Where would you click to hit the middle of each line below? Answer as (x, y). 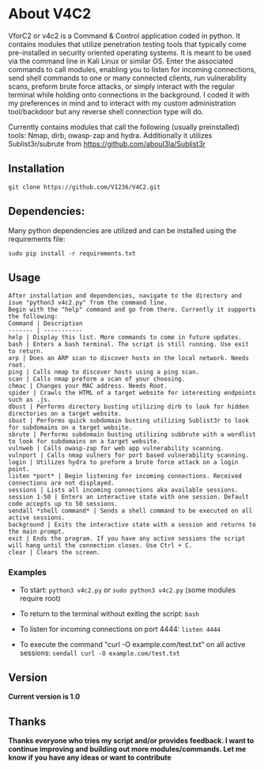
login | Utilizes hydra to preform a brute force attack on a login (123, 462)
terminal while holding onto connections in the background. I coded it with (129, 94)
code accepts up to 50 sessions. (63, 504)
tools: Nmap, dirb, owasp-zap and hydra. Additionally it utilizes (110, 135)
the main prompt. (37, 532)
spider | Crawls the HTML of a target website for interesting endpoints (132, 393)
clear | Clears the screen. (55, 553)
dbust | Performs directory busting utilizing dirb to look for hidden (128, 407)
